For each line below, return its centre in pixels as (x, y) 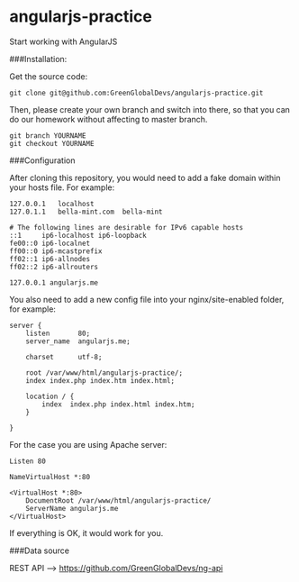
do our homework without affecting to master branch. (109, 119)
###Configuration (42, 160)
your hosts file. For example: (62, 187)
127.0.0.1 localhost (52, 204)
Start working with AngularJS (63, 41)
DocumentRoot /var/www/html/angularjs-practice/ (118, 500)
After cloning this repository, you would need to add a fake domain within (145, 177)
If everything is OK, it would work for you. (86, 532)
